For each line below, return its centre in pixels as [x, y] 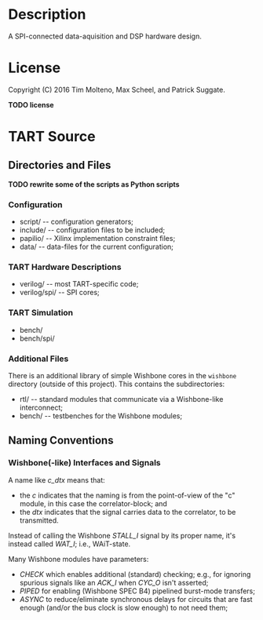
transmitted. [39, 520]
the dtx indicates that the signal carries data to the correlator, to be [128, 512]
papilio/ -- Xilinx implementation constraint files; [97, 239]
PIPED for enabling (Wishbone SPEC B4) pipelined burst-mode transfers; [137, 591]
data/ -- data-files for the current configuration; [97, 247]
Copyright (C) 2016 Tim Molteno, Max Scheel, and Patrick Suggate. [117, 89]
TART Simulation [41, 313]
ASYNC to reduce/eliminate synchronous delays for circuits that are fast [136, 599]
